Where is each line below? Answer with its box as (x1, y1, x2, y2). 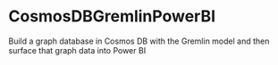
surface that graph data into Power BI (8, 45, 147, 55)
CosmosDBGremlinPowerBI (8, 6, 216, 27)
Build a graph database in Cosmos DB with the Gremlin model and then (8, 36, 270, 46)
